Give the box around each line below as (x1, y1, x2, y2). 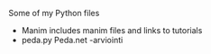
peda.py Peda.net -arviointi (21, 35, 124, 45)
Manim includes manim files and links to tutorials (21, 25, 203, 35)
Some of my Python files (8, 8, 100, 18)
